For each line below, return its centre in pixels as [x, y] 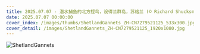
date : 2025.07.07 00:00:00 [40, 17]
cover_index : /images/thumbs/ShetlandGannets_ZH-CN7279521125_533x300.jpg [101, 23]
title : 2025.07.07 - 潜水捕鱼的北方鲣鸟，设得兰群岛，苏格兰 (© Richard [90, 12]
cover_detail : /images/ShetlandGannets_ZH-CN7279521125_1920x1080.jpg [96, 28]
